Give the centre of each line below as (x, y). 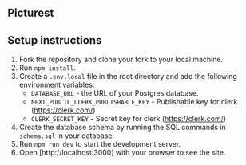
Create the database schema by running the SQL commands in (123, 128)
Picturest (31, 13)
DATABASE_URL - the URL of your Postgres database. (115, 93)
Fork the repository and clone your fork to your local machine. (121, 60)
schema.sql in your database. (67, 136)
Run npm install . (48, 68)
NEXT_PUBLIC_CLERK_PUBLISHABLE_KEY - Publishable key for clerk (134, 102)
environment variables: (57, 85)
